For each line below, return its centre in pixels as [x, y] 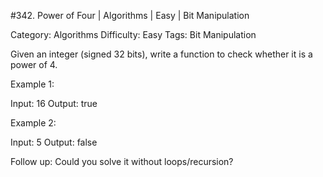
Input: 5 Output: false [54, 142]
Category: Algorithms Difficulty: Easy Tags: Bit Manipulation [133, 34]
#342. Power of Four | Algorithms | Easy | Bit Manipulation [130, 15]
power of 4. [34, 64]
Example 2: [33, 123]
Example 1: [32, 84]
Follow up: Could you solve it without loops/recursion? [122, 161]
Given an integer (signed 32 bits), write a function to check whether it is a [161, 54]
